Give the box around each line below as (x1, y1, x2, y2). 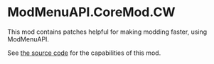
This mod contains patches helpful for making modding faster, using (7, 27, 208, 36)
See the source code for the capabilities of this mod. (7, 49, 161, 57)
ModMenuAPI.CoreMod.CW (7, 4, 176, 20)
